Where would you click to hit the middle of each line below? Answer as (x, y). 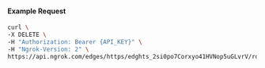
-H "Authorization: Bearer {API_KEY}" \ (75, 42)
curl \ (18, 27)
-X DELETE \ (27, 35)
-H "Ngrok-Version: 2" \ (48, 49)
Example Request (37, 11)
